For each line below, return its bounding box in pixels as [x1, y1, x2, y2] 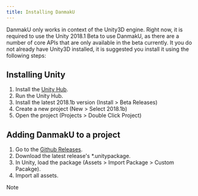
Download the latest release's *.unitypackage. [15, 153, 131, 160]
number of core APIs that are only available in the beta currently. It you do [6, 39, 193, 46]
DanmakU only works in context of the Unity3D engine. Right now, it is [6, 26, 183, 33]
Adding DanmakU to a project [6, 129, 120, 140]
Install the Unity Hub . [15, 86, 68, 93]
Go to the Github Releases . [15, 146, 83, 153]
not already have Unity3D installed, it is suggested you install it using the [6, 45, 189, 53]
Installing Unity [6, 70, 66, 80]
